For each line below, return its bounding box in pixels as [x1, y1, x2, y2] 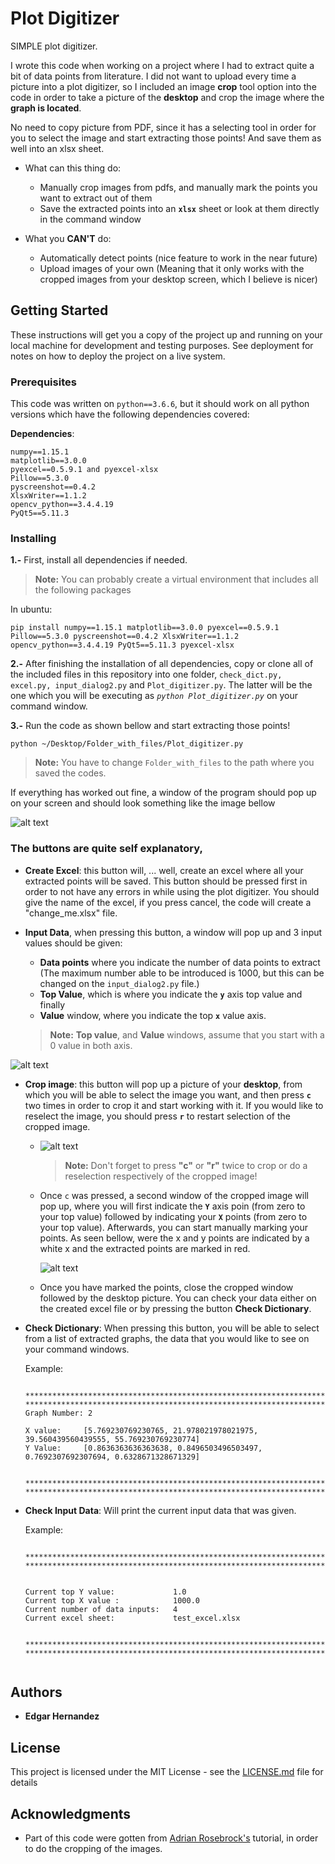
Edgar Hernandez [24, 1710, 100, 1722]
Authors [10, 1684, 63, 1701]
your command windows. [24, 1343, 130, 1355]
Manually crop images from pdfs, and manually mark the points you [39, 181, 318, 193]
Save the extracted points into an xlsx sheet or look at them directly [39, 202, 320, 214]
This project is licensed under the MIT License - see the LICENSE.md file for [10, 1766, 324, 1778]
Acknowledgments [10, 1805, 132, 1822]
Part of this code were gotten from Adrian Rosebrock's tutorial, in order [24, 1832, 319, 1844]
